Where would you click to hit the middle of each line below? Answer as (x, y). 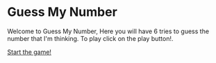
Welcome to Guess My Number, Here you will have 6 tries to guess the (108, 31)
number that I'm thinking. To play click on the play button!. (90, 38)
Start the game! (30, 52)
